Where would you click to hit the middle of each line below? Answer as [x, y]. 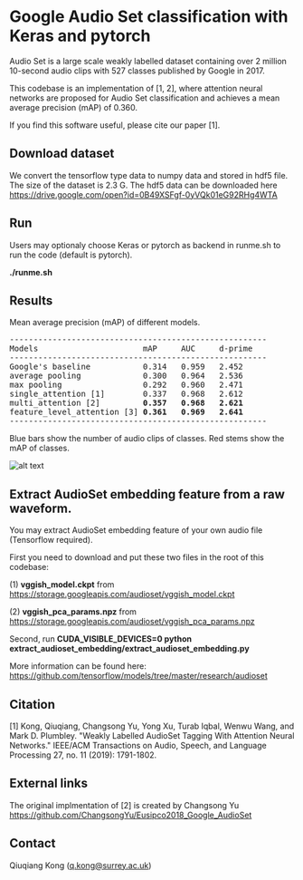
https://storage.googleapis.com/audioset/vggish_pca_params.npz [132, 622]
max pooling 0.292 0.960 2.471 [127, 385]
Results [31, 300]
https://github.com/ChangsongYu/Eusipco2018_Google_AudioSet [131, 815]
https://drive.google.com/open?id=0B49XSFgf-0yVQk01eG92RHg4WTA [143, 194]
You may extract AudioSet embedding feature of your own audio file [136, 530]
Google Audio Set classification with [149, 17]
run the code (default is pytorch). [71, 255]
